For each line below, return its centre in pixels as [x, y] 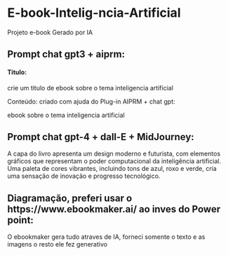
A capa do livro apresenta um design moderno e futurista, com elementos [114, 154]
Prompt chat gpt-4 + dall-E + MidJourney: [101, 137]
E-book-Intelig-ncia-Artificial [94, 13]
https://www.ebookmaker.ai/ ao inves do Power [114, 209]
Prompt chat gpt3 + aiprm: [66, 54]
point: [20, 220]
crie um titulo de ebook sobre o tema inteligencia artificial [90, 88]
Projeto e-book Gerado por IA [50, 32]
